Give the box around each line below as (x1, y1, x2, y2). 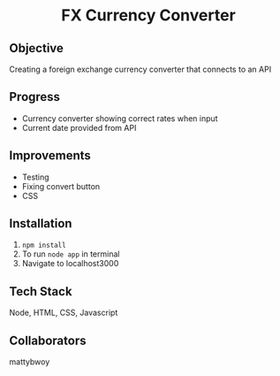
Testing (21, 172, 50, 182)
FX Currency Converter (61, 5, 236, 26)
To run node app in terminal (21, 249, 120, 259)
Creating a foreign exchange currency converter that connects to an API (9, 64, 272, 74)
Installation (9, 216, 72, 231)
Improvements (9, 148, 91, 164)
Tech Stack (9, 284, 72, 299)
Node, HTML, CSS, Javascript (9, 307, 118, 318)
